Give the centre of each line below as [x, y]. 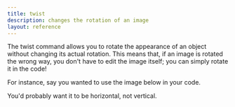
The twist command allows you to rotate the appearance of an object [107, 47]
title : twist [26, 14]
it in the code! [27, 69]
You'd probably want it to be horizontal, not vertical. [82, 96]
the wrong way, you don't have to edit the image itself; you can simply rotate [118, 62]
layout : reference [34, 27]
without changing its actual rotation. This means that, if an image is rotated [115, 54]
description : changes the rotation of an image [78, 20]
